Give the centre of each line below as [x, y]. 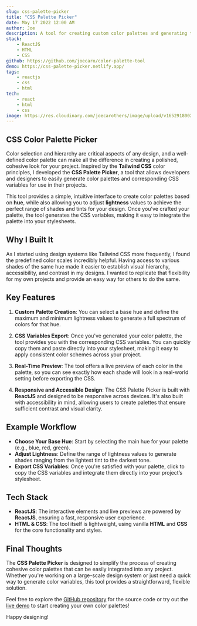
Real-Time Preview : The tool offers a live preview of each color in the [98, 366]
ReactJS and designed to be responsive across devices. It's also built [99, 396]
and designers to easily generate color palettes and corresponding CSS [92, 179]
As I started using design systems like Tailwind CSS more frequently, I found [98, 254]
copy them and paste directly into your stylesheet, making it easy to [96, 348]
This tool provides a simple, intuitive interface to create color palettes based [98, 196]
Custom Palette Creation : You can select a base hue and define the [96, 312]
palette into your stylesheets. [41, 221]
